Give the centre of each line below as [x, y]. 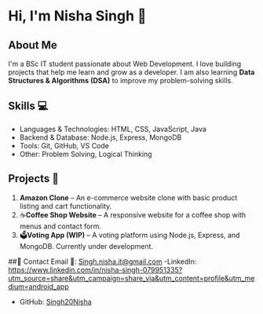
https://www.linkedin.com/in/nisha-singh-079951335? [95, 269]
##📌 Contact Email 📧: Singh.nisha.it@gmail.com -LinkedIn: [102, 261]
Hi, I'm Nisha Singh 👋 [77, 16]
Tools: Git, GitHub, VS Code [64, 145]
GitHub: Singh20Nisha [55, 301]
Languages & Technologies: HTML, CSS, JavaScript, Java [113, 129]
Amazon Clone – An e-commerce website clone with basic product [128, 197]
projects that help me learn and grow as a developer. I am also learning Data [131, 72]
